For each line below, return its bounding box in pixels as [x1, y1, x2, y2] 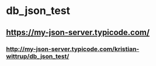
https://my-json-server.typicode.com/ [6, 27, 150, 37]
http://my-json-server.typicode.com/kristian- [6, 45, 140, 53]
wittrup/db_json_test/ [6, 52, 70, 60]
